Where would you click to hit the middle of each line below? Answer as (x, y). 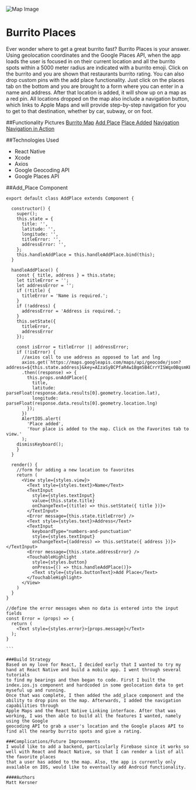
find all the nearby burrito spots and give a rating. (74, 731)
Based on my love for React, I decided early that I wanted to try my (94, 665)
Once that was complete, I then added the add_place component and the (95, 695)
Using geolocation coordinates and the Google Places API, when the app (93, 55)
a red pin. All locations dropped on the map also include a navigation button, (98, 98)
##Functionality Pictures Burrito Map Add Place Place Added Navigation (93, 122)
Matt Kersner (22, 782)
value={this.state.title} (63, 501)
